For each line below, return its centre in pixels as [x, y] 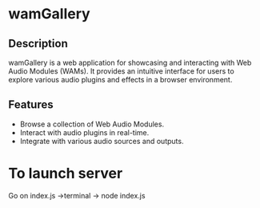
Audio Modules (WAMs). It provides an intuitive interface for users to [121, 71]
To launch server [66, 174]
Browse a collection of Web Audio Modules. [92, 124]
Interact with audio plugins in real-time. [84, 132]
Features [31, 105]
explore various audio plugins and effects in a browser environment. [120, 80]
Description [38, 44]
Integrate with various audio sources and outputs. [102, 141]
